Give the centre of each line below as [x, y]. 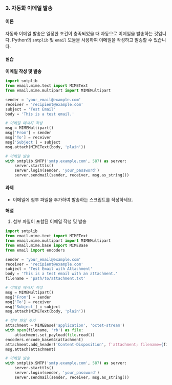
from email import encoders [35, 250]
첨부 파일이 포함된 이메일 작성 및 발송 [50, 221]
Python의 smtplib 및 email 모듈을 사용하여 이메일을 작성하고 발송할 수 [82, 40]
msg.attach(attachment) [31, 349]
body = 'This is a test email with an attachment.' [61, 274]
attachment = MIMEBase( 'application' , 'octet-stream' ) [65, 326]
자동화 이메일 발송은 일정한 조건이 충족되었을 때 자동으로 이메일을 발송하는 [79, 34]
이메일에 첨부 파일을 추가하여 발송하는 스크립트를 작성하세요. [73, 200]
